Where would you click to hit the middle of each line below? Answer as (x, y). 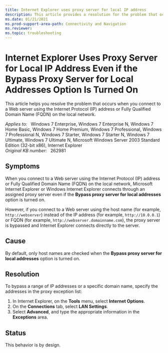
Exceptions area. (30, 317)
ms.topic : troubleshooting (33, 33)
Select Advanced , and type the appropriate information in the (76, 312)
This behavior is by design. (33, 345)
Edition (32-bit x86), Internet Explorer (44, 145)
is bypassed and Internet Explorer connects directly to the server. (72, 225)
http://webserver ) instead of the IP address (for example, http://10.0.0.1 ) (83, 215)
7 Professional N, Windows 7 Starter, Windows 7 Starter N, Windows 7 (77, 134)
